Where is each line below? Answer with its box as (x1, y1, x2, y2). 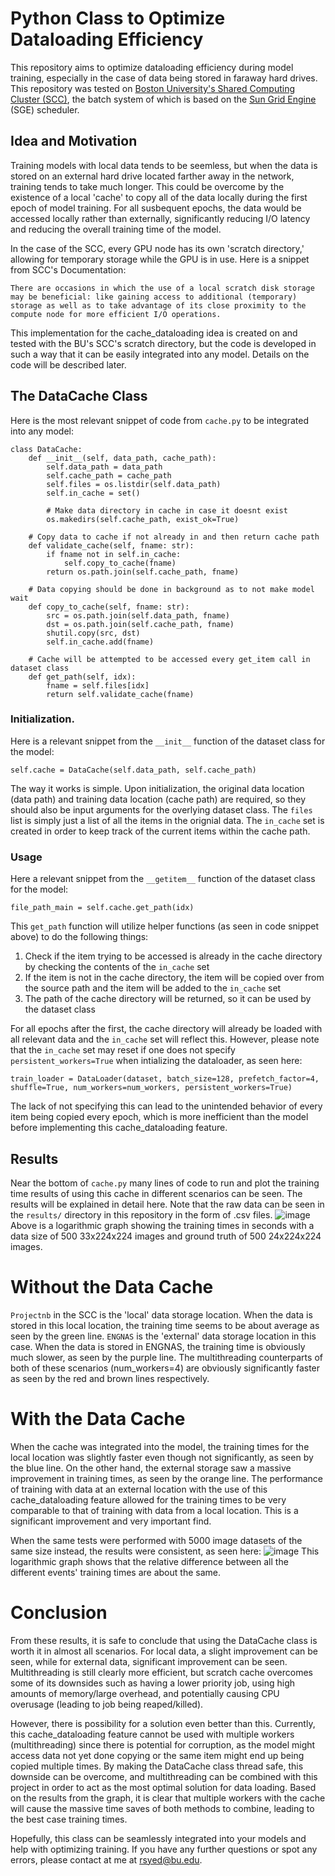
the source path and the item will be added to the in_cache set (24, 982, 282, 994)
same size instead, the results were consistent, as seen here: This (10, 1545, 320, 1557)
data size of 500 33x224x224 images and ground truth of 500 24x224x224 (10, 1230, 322, 1242)
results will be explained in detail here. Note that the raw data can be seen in (10, 1198, 325, 1210)
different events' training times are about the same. (10, 1566, 221, 1578)
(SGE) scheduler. (10, 103, 80, 116)
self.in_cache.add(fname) (46, 637, 155, 647)
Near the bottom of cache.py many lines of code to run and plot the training (10, 1177, 320, 1189)
